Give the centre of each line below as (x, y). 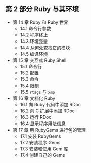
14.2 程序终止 (34, 35)
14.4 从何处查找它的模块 (45, 48)
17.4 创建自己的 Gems (42, 155)
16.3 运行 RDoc (36, 117)
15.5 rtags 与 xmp (37, 92)
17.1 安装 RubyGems (40, 136)
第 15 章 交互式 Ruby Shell (39, 60)
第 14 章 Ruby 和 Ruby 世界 (40, 22)
